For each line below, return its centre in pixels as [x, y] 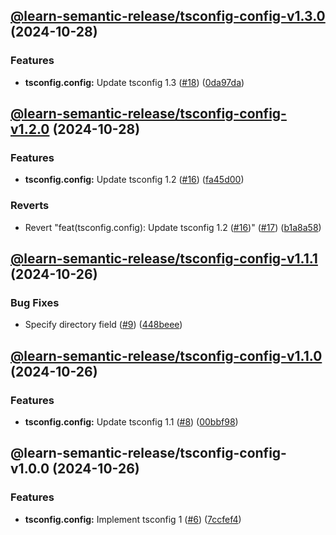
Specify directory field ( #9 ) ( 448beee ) [103, 325]
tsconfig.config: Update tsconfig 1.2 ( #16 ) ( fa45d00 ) [134, 180]
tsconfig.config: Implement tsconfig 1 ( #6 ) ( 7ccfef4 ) [133, 519]
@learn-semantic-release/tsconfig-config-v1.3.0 [168, 16]
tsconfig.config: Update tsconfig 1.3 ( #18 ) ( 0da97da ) [134, 82]
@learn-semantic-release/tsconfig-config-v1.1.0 [166, 355]
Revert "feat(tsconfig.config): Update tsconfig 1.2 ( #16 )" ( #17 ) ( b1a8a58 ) [173, 227]
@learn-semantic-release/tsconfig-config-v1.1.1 [164, 259]
